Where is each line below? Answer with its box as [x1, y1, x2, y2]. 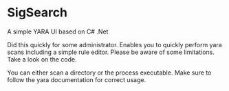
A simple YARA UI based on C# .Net [7, 27, 109, 36]
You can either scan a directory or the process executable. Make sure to [7, 68, 212, 77]
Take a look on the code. [7, 55, 77, 63]
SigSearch [7, 5, 67, 21]
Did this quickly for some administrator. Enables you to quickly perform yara [7, 40, 222, 49]
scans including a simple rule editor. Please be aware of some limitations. [7, 48, 215, 56]
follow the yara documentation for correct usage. [7, 75, 146, 83]
